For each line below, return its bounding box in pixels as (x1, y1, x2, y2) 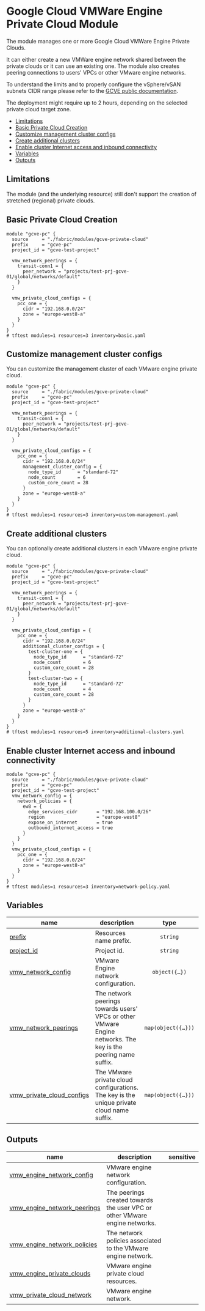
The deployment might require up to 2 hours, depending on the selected (6, 99, 188, 106)
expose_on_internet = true (28, 819, 113, 825)
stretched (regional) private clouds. (6, 197, 95, 204)
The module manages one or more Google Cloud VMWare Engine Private (6, 37, 190, 45)
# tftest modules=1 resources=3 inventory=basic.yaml (6, 332, 146, 339)
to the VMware (106, 1244, 149, 1252)
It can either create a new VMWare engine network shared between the (6, 56, 186, 63)
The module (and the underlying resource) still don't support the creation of (6, 190, 197, 198)
